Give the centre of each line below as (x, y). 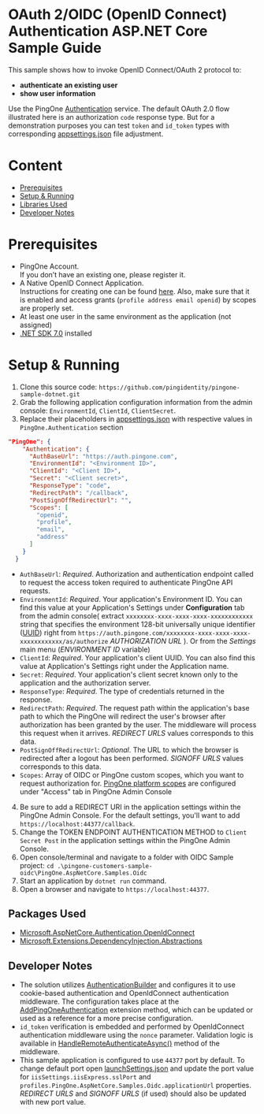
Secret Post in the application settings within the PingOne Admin (125, 840)
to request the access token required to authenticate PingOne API (126, 582)
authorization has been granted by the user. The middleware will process (138, 724)
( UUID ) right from (48, 633)
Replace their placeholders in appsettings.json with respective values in (136, 418)
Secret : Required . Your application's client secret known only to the (129, 674)
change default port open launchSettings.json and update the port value (137, 1068)
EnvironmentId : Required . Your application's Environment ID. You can (131, 599)
